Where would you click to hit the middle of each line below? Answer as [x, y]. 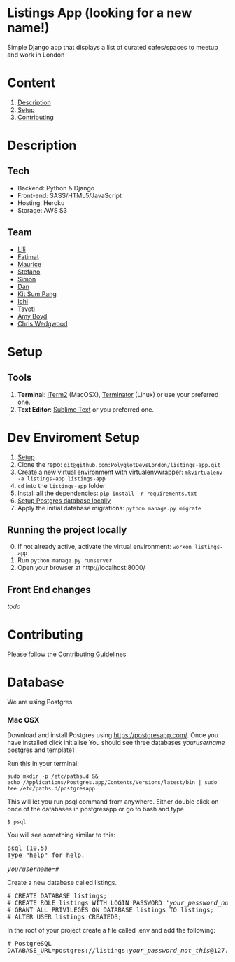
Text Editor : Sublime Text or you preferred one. [86, 409]
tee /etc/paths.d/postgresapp [51, 789]
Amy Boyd [32, 316]
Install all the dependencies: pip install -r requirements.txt [107, 493]
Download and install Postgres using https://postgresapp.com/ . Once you [113, 735]
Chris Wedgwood [42, 323]
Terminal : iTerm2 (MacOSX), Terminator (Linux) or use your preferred [118, 394]
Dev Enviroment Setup [73, 437]
